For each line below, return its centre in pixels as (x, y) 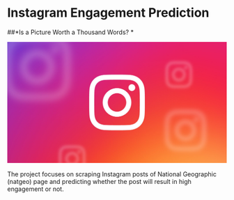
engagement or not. (36, 189)
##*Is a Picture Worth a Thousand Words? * (71, 32)
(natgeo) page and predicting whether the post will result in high (99, 182)
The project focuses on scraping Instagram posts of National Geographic (112, 174)
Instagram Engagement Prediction (108, 13)
